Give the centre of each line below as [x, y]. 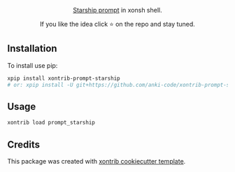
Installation [32, 49]
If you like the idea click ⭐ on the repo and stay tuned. [117, 24]
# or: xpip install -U [40, 85]
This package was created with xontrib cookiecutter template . [97, 162]
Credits [24, 144]
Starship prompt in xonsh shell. [117, 10]
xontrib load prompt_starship [51, 123]
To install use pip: [33, 65]
